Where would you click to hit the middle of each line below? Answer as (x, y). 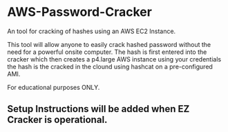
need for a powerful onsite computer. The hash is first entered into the (107, 52)
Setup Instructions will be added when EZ (98, 109)
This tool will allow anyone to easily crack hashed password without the (109, 44)
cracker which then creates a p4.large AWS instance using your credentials (114, 59)
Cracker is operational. (57, 120)
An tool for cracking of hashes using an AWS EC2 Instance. (92, 31)
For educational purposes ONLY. (54, 87)
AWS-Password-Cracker (79, 12)
